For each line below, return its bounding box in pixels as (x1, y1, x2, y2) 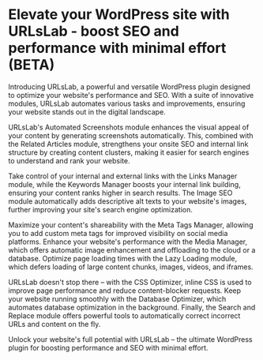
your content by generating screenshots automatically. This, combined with (8, 130, 254, 140)
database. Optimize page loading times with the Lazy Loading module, (8, 253, 238, 263)
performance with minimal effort (8, 39, 227, 57)
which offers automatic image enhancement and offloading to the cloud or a (8, 245, 256, 254)
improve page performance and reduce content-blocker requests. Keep (8, 286, 242, 295)
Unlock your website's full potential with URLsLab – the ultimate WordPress (8, 334, 253, 344)
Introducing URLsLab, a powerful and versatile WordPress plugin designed (8, 81, 251, 92)
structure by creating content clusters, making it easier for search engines (8, 148, 250, 157)
